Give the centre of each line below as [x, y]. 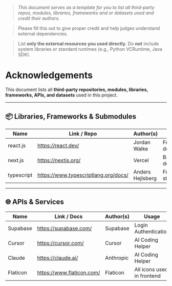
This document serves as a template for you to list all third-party [86, 7]
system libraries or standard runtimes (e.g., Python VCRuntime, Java [90, 49]
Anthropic [117, 258]
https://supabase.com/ [64, 228]
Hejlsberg [145, 178]
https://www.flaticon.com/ [69, 273]
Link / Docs [69, 216]
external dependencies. [43, 34]
